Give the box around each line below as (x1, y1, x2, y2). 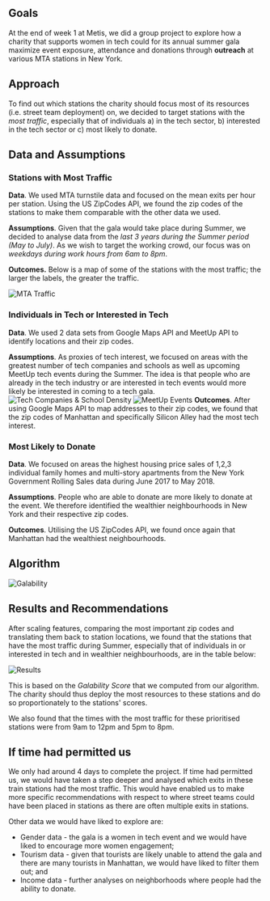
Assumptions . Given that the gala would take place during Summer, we (8, 223, 247, 233)
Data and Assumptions (8, 148, 126, 162)
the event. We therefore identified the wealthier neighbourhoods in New (8, 501, 248, 510)
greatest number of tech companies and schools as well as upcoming (8, 360, 240, 370)
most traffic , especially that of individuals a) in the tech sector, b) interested (8, 116, 260, 125)
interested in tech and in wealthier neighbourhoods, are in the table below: (8, 649, 256, 658)
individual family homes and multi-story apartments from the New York (8, 467, 245, 477)
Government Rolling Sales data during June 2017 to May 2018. (8, 476, 216, 486)
